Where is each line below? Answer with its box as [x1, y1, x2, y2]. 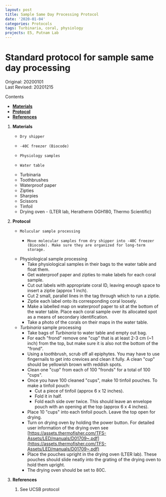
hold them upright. [27, 462, 66, 468]
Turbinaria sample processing [19, 324, 82, 331]
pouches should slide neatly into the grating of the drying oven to [27, 456, 162, 462]
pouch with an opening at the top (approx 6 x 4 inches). [34, 404, 149, 410]
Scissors [19, 198, 38, 204]
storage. [27, 247, 46, 252]
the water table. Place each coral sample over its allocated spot [27, 309, 158, 315]
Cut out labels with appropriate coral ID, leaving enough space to [27, 282, 161, 288]
